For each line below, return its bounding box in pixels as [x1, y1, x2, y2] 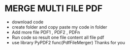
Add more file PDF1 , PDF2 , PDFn [11, 29, 80, 35]
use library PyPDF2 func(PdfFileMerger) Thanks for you [11, 39, 125, 45]
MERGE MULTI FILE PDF [4, 3, 103, 14]
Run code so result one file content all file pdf [11, 34, 104, 40]
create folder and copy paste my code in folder [11, 24, 107, 30]
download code [11, 19, 44, 25]
